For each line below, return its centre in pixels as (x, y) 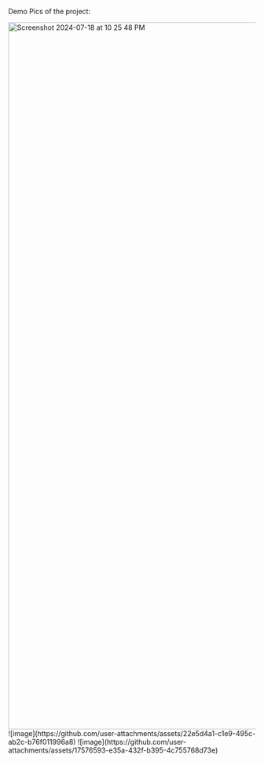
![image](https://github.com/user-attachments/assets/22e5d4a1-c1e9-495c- (132, 733)
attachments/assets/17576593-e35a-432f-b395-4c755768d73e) (113, 750)
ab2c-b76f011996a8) (42, 742)
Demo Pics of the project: (49, 11)
